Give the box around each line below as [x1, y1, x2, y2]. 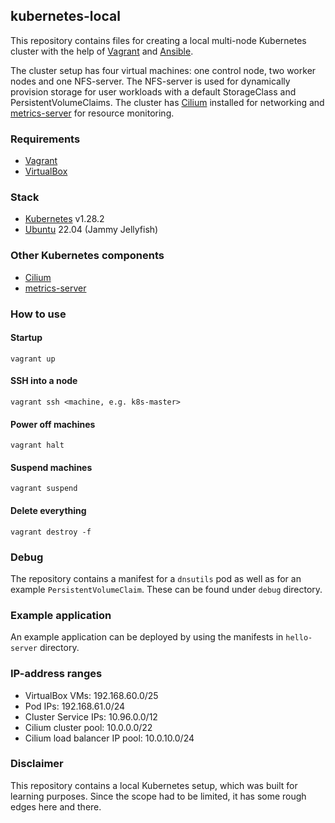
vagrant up [10, 354, 56, 364]
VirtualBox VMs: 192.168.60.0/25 [24, 689, 159, 701]
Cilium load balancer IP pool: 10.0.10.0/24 [24, 732, 195, 744]
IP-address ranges [10, 667, 103, 681]
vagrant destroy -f [10, 527, 92, 537]
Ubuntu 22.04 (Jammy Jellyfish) [24, 224, 159, 236]
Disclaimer [10, 757, 64, 771]
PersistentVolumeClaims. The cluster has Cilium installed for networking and [10, 96, 325, 108]
